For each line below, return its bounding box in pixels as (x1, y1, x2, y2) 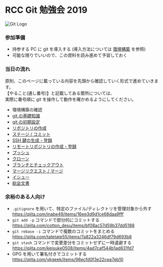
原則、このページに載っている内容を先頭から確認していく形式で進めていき (5, 78, 155, 84)
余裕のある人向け (5, 194, 45, 200)
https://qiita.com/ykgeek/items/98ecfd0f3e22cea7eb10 (12, 256, 123, 262)
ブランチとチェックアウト (12, 162, 64, 168)
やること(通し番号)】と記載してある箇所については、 (9, 90, 115, 96)
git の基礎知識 (12, 113, 41, 119)
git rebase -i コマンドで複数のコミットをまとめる (12, 228, 115, 234)
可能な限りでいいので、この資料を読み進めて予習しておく (12, 52, 128, 58)
